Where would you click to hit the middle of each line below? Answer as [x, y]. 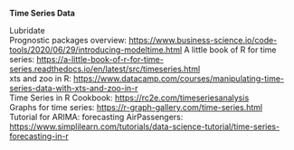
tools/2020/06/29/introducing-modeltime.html [96, 50]
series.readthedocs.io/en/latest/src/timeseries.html [105, 69]
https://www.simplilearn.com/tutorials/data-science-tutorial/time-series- [145, 127]
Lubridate [27, 30]
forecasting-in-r [39, 136]
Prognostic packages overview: [68, 40]
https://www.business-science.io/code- [203, 40]
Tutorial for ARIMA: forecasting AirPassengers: [96, 117]
